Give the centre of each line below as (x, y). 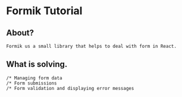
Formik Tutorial (44, 11)
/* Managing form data (34, 78)
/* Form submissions (32, 83)
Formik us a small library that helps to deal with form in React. (92, 46)
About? (20, 33)
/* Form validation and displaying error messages (70, 88)
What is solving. (37, 64)
